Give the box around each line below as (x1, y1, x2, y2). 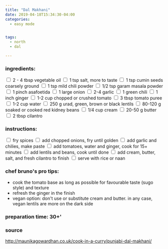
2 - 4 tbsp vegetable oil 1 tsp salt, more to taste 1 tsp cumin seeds (12, 77, 163, 83)
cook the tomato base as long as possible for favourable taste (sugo (12, 179, 153, 185)
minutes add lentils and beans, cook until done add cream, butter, (5, 149, 155, 156)
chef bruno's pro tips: (5, 168, 59, 175)
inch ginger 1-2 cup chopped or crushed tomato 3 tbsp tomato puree (5, 95, 162, 101)
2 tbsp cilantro (12, 113, 43, 119)
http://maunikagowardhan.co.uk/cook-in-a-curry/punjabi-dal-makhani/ (5, 238, 152, 244)
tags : (5, 35, 17, 40)
